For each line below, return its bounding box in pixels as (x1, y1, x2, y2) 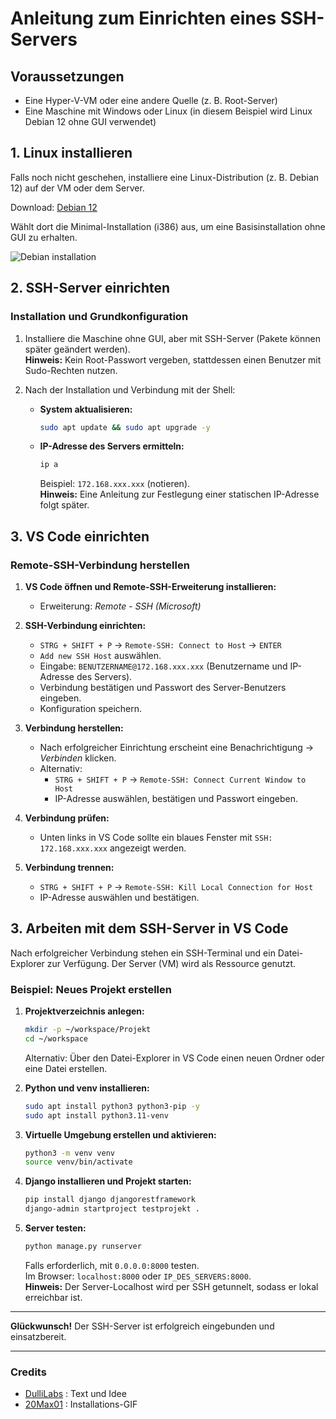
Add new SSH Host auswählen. (39, 649, 162, 661)
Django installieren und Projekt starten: (24, 1175, 192, 1187)
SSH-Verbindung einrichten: (24, 619, 147, 631)
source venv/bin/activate (24, 1157, 133, 1167)
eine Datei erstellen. (24, 1062, 108, 1074)
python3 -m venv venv (24, 1148, 116, 1158)
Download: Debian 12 (10, 201, 98, 213)
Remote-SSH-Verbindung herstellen (10, 558, 190, 572)
